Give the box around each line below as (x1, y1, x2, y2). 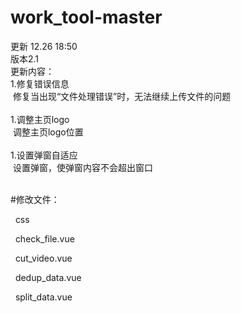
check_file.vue (14, 232, 75, 245)
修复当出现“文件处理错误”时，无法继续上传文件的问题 (12, 90, 232, 102)
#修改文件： (10, 193, 60, 205)
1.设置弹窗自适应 (10, 149, 78, 161)
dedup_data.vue (14, 271, 82, 283)
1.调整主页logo (10, 113, 70, 125)
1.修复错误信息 (10, 77, 70, 90)
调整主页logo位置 (12, 126, 84, 138)
